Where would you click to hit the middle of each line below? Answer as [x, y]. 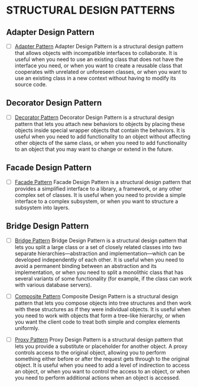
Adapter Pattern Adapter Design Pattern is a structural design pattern [99, 46]
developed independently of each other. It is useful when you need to [99, 259]
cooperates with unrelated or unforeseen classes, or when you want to [101, 72]
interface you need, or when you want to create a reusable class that [98, 66]
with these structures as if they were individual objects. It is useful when [103, 309]
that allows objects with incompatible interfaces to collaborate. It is [96, 53]
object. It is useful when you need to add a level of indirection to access [102, 365]
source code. [31, 85]
